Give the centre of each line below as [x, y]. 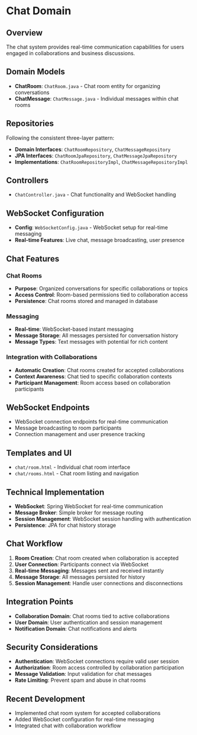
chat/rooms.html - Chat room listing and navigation [77, 473]
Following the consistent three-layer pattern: [60, 138]
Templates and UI [39, 453]
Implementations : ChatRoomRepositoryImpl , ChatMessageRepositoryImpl [101, 162]
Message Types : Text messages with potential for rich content [91, 342]
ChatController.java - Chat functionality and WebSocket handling [95, 195]
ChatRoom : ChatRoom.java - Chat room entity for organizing [88, 86]
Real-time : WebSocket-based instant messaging [74, 329]
